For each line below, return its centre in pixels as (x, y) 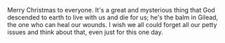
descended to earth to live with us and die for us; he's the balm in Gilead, (113, 17)
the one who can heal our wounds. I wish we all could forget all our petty (112, 25)
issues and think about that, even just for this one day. (85, 32)
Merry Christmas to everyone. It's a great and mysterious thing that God (111, 10)
